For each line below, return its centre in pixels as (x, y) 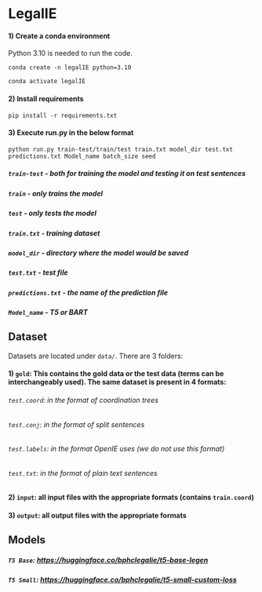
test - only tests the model (52, 214)
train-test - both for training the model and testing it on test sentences (127, 174)
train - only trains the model (56, 193)
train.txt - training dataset (54, 233)
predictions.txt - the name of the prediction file (88, 292)
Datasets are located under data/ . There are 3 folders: (96, 356)
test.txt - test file (38, 272)
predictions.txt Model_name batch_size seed (82, 156)
